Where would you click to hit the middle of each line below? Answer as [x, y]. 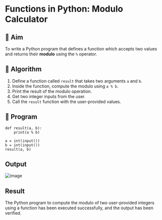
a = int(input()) [22, 141]
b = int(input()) [22, 145]
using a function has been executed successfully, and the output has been [79, 208]
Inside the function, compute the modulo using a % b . [65, 86]
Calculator [26, 19]
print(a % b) [27, 132]
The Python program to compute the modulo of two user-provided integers [80, 203]
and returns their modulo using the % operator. [51, 54]
